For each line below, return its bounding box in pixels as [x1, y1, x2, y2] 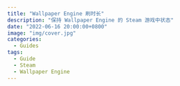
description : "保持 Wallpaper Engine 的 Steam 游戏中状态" [7, 17, 174, 24]
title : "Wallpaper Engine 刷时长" [7, 10, 105, 17]
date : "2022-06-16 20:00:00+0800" [7, 23, 108, 30]
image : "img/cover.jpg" [7, 29, 77, 37]
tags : [7, 49, 23, 56]
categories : [7, 36, 42, 43]
